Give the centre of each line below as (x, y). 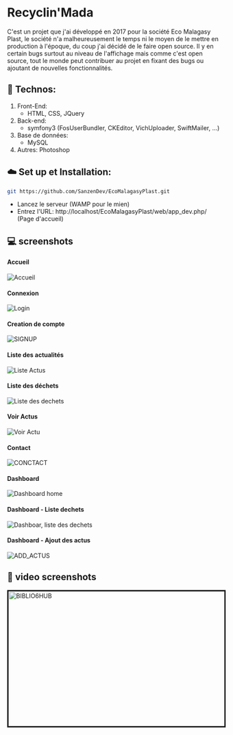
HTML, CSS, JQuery (56, 113)
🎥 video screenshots (52, 577)
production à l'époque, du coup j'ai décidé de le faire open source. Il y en (110, 46)
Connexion (23, 293)
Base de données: (42, 135)
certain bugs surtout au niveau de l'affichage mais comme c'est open (105, 53)
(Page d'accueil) (40, 219)
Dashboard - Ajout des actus (49, 540)
